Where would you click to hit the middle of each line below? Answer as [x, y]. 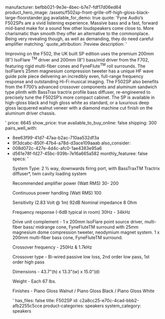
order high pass [28, 262]
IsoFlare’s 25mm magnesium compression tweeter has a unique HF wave [80, 71]
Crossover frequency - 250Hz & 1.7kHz [52, 247]
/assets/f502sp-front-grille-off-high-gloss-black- [99, 12]
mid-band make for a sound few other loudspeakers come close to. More [80, 28]
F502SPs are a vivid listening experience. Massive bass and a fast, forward [82, 23]
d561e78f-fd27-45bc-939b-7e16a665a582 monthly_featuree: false [80, 154]
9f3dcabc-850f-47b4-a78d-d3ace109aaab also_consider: [71, 143]
